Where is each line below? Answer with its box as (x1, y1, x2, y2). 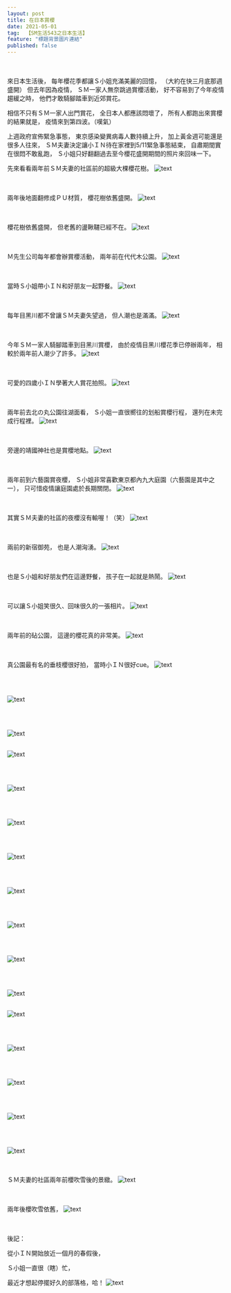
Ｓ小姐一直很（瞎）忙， (7, 1264, 74, 1272)
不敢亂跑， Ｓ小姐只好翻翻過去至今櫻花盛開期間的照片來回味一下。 (25, 149, 215, 158)
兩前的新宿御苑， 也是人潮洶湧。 (7, 543, 100, 551)
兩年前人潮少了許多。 (19, 349, 80, 357)
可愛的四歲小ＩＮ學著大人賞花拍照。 (7, 378, 111, 387)
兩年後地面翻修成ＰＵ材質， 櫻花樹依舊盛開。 (7, 194, 136, 201)
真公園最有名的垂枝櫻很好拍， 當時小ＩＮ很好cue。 (7, 661, 154, 668)
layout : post (7, 10, 45, 17)
